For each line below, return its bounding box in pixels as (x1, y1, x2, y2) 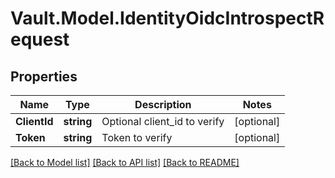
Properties (10, 68, 78, 85)
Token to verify (101, 131, 173, 144)
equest (10, 28, 70, 51)
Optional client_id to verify (101, 115, 225, 128)
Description (134, 98, 192, 111)
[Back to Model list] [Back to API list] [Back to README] (10, 157, 240, 168)
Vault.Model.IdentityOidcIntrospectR (10, 7, 325, 30)
